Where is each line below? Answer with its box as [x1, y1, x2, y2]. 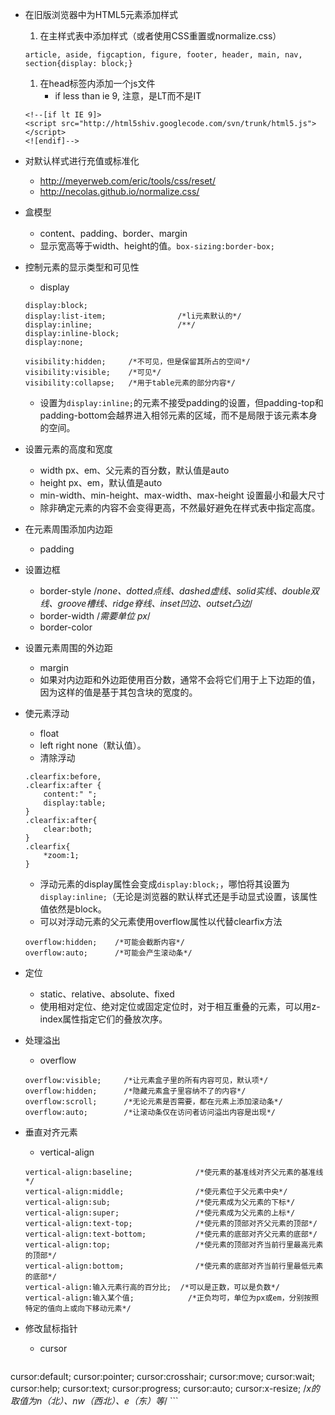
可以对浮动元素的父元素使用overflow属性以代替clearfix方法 [39, 916, 283, 927]
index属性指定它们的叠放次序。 [39, 1013, 168, 1025]
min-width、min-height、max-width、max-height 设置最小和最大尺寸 [39, 489, 326, 501]
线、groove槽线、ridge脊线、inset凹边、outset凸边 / [39, 598, 253, 609]
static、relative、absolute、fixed [39, 988, 175, 1000]
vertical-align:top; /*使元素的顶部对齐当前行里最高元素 [24, 1240, 324, 1250]
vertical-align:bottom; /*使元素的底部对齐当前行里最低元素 [24, 1261, 324, 1271]
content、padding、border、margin [39, 228, 188, 239]
